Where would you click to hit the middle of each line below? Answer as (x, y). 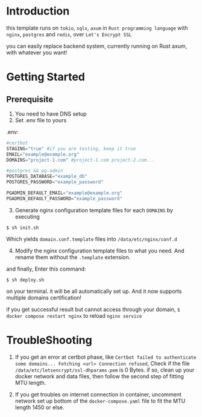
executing (27, 217)
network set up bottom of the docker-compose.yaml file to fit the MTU (100, 401)
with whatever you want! (37, 52)
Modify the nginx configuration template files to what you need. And (100, 251)
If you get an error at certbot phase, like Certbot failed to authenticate (106, 357)
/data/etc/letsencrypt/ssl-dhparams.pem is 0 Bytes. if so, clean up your (105, 370)
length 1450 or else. (39, 407)
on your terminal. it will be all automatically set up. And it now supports (94, 291)
